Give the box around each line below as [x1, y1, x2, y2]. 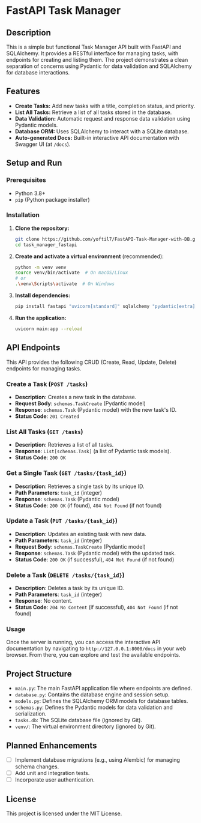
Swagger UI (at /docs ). [14, 140, 71, 148]
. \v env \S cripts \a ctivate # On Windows [14, 281, 115, 287]
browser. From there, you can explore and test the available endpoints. [6, 651, 181, 659]
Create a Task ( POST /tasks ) [6, 379, 88, 388]
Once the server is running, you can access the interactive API [6, 639, 161, 646]
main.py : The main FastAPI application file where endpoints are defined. [14, 685, 193, 692]
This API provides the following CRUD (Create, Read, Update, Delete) [6, 358, 177, 366]
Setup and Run [6, 158, 62, 168]
